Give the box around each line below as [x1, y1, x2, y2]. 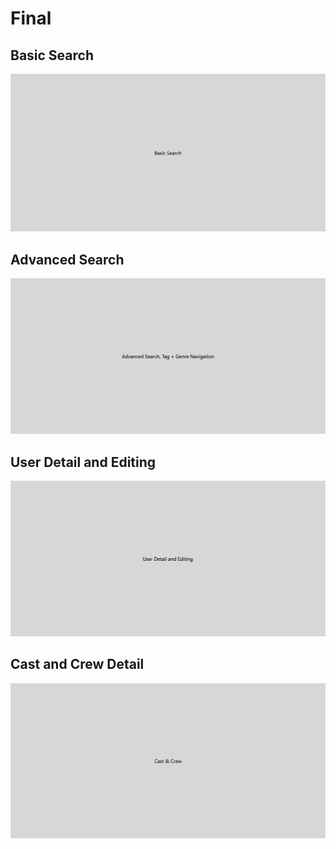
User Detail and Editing [10, 453, 157, 471]
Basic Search [10, 47, 94, 64]
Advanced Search [10, 251, 125, 268]
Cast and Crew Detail [10, 656, 145, 673]
